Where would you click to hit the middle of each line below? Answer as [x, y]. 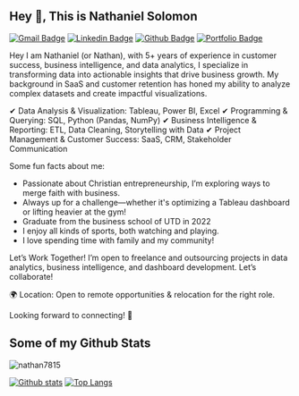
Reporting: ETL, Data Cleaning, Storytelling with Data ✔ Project [125, 130]
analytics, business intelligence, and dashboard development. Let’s [133, 267]
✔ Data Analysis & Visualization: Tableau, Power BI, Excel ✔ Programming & [149, 110]
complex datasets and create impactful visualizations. [108, 93]
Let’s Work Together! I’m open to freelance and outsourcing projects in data [149, 257]
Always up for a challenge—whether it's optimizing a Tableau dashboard [156, 202]
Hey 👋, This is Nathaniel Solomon [103, 17]
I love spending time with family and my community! [118, 240]
